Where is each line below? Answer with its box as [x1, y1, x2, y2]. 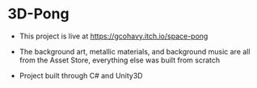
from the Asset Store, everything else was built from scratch [19, 55, 221, 65]
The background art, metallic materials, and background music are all [19, 46, 251, 56]
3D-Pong [7, 5, 70, 23]
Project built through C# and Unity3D [19, 70, 143, 80]
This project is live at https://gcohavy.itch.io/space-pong [19, 31, 209, 41]
